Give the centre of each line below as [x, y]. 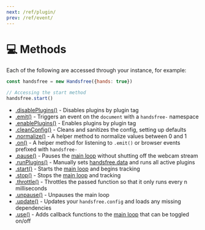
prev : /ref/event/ [30, 18]
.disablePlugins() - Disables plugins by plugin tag [77, 110]
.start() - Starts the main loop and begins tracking [78, 169]
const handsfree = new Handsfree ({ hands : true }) [69, 82]
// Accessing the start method [46, 93]
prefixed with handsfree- [46, 149]
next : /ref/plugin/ [31, 12]
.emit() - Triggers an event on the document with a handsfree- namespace [107, 117]
